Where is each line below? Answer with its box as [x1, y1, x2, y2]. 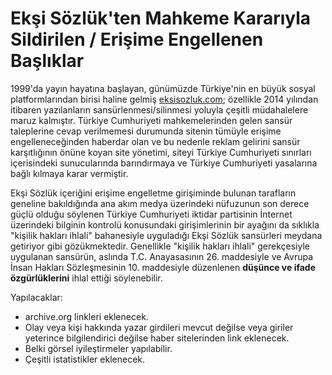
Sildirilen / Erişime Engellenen [10, 28, 264, 51]
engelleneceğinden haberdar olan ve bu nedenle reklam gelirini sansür [10, 135, 301, 147]
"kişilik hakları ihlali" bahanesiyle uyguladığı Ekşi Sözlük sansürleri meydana [10, 229, 323, 241]
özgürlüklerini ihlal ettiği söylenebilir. [10, 272, 163, 284]
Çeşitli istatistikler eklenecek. [24, 353, 146, 365]
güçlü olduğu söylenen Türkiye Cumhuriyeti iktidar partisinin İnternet [10, 208, 293, 220]
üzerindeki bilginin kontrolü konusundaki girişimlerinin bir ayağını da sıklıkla [10, 218, 320, 231]
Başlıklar [10, 50, 85, 72]
